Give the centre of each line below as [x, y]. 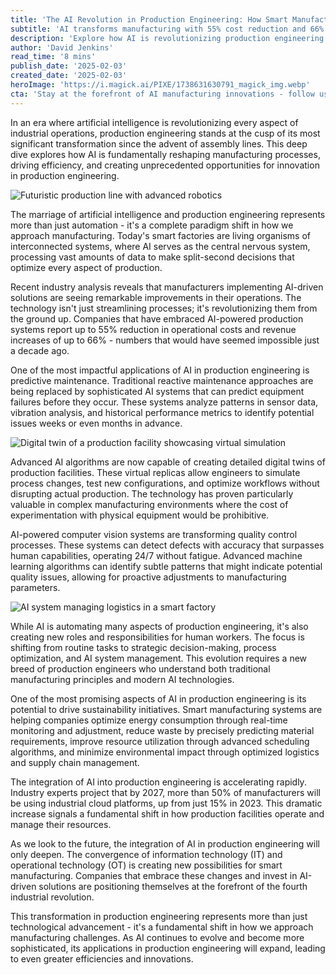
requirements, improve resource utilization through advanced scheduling [160, 741]
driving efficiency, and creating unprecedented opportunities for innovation [165, 165]
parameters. [35, 587]
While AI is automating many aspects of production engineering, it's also [159, 626]
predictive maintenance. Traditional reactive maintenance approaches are [162, 380]
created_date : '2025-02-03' [69, 76]
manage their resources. [61, 824]
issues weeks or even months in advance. [96, 423]
